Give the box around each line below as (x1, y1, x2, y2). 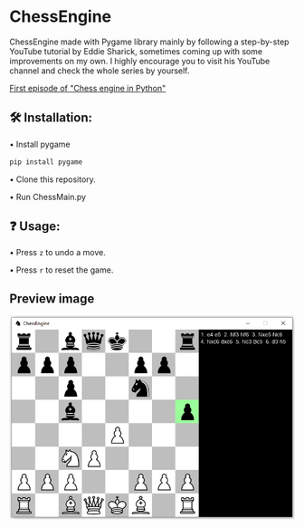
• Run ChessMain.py (9, 191, 87, 202)
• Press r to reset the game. (9, 264, 114, 275)
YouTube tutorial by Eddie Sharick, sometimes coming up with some (9, 45, 263, 56)
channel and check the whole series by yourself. (9, 65, 190, 76)
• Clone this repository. (9, 174, 97, 185)
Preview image (9, 291, 95, 306)
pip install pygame (9, 157, 83, 167)
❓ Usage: (9, 219, 61, 235)
